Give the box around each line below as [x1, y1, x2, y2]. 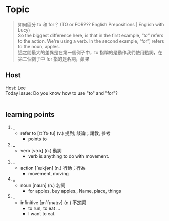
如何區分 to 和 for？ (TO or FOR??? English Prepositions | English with [17, 21, 164, 27]
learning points [5, 110, 55, 119]
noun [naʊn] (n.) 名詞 [20, 182, 66, 188]
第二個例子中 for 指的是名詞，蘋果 [17, 55, 90, 62]
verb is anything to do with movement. [28, 153, 109, 159]
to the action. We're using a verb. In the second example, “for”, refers [17, 37, 164, 44]
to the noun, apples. [17, 43, 60, 49]
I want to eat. [28, 210, 56, 216]
